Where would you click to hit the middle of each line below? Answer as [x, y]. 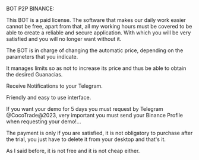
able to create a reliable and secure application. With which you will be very [99, 33]
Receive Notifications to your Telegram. [54, 86]
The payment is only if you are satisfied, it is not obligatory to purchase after [99, 133]
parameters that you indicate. [42, 57]
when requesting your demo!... [44, 121]
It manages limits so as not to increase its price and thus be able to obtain [96, 68]
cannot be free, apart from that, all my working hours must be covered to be [99, 26]
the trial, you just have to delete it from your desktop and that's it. [86, 139]
